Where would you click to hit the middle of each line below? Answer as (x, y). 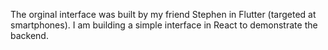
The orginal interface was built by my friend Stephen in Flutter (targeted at (163, 14)
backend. (29, 35)
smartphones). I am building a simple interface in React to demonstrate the (164, 25)
